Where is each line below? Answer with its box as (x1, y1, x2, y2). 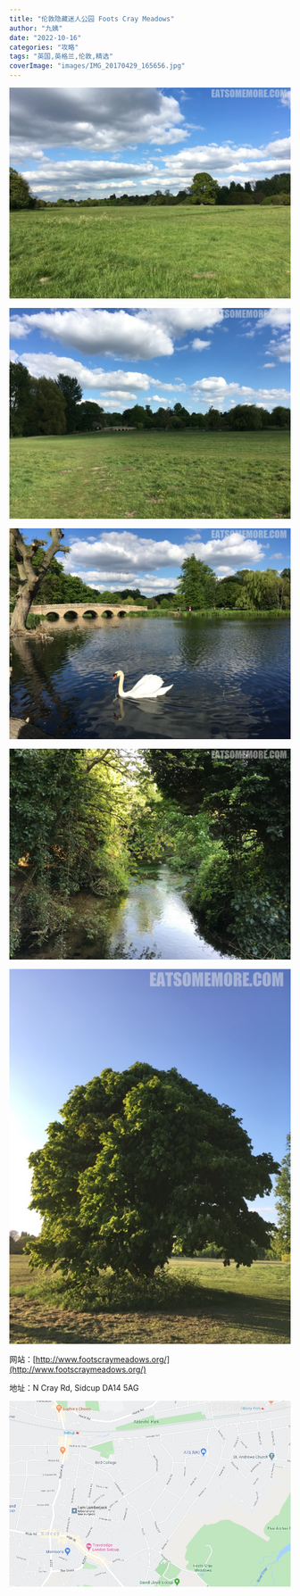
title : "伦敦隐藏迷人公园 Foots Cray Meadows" (9, 14, 175, 23)
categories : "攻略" (9, 43, 79, 52)
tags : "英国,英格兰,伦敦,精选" (9, 52, 113, 62)
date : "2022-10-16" (9, 33, 82, 42)
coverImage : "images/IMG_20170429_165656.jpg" (9, 62, 186, 71)
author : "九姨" (9, 23, 63, 33)
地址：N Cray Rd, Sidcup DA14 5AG (9, 1383, 139, 1392)
